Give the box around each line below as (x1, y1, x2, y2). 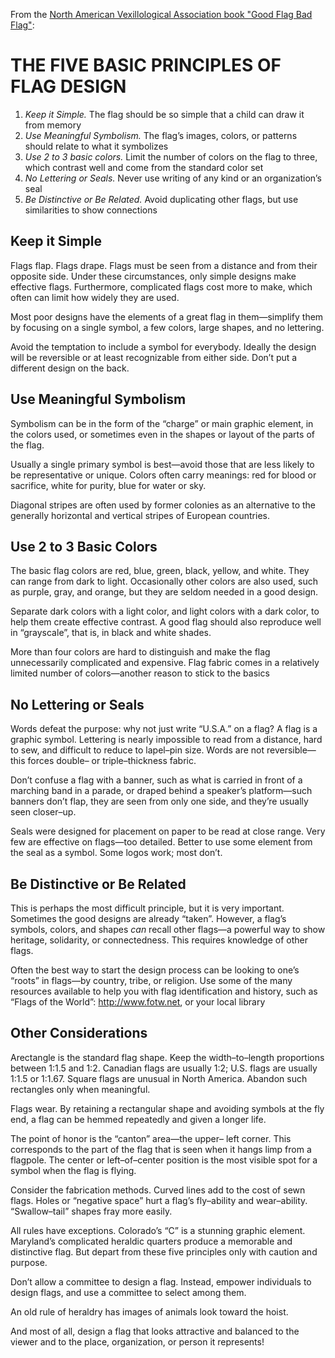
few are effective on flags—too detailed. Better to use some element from (10, 836, 313, 848)
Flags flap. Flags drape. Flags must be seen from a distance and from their (10, 259, 318, 271)
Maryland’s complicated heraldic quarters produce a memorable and (10, 1235, 293, 1247)
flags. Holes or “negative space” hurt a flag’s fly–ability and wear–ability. (10, 1194, 308, 1206)
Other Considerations (10, 1025, 148, 1042)
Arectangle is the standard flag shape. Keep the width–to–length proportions (10, 1051, 325, 1063)
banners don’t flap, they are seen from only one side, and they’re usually (10, 795, 309, 808)
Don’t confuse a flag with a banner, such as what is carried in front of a (10, 774, 303, 786)
